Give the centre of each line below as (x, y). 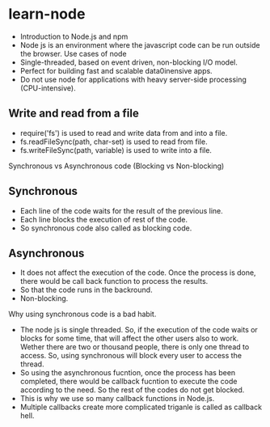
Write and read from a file (74, 114)
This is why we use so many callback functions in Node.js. (117, 399)
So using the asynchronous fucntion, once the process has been (128, 373)
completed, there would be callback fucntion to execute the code (129, 382)
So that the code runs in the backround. (86, 290)
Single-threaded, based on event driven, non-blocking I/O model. (129, 62)
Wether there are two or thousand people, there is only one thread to (135, 347)
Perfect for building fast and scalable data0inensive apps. (116, 70)
